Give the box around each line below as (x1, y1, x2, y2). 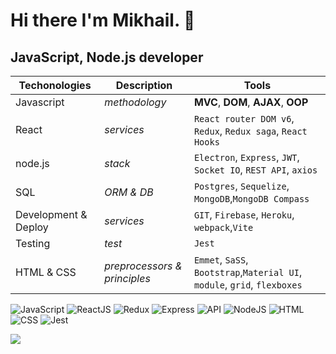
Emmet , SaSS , (193, 253, 249, 266)
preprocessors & (104, 259, 183, 273)
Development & (15, 208, 88, 221)
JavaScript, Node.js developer (10, 49, 204, 66)
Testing (15, 237, 51, 250)
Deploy (15, 220, 49, 234)
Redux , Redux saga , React (193, 124, 308, 138)
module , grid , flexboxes (193, 278, 303, 291)
